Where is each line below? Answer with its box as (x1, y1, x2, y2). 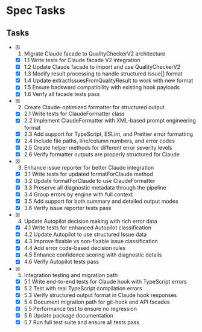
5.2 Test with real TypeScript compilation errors (24, 284, 143, 292)
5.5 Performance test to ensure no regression (24, 305, 137, 312)
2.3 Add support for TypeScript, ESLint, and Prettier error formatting (24, 130, 194, 138)
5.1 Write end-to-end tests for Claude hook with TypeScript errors (24, 278, 187, 285)
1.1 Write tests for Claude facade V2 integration (24, 57, 140, 63)
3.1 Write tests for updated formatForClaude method (24, 170, 153, 177)
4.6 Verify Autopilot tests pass (24, 258, 99, 266)
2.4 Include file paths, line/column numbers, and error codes (24, 137, 175, 144)
